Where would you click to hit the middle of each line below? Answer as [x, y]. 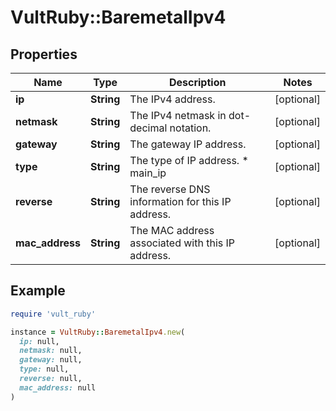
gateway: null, [51, 360]
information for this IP [180, 201]
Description [197, 82]
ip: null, [39, 341]
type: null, [44, 369]
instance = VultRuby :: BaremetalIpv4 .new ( [98, 332]
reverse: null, [51, 379]
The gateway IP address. [188, 144]
